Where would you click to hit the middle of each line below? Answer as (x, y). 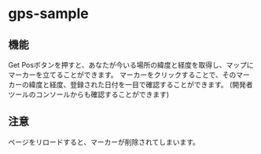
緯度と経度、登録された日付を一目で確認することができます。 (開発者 (141, 84)
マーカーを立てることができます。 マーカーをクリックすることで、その (122, 75)
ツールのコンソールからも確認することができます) (89, 94)
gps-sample (48, 14)
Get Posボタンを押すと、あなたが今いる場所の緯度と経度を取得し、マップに (131, 65)
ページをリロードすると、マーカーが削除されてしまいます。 (104, 141)
